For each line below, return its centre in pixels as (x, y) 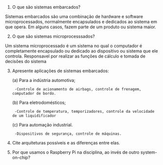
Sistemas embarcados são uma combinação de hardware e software (74, 16)
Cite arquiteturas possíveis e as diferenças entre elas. (66, 143)
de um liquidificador (34, 116)
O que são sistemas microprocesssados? (53, 36)
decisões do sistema (26, 61)
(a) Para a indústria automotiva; (44, 80)
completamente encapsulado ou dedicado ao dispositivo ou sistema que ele (81, 51)
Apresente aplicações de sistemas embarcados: (61, 71)
